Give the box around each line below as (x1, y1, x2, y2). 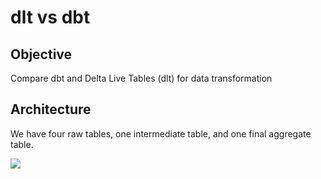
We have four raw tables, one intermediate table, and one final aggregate (10, 127, 312, 140)
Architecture (10, 101, 92, 118)
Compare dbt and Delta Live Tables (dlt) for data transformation (10, 72, 273, 84)
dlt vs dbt (10, 6, 91, 29)
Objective (10, 46, 73, 63)
